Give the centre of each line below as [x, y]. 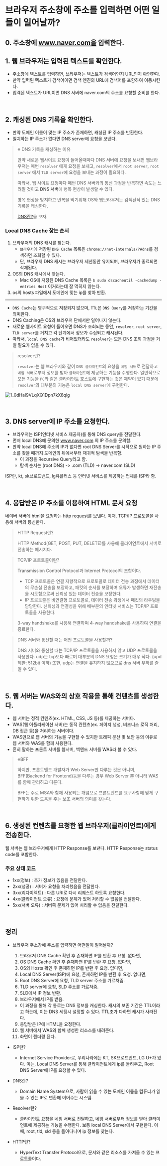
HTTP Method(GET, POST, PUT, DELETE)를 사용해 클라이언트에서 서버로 [89, 543]
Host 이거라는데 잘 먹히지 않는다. [69, 286]
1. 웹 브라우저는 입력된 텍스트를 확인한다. [64, 61]
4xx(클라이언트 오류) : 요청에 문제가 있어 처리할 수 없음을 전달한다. [77, 899]
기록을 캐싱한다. [33, 206]
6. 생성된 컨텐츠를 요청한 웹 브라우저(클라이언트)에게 [81, 826]
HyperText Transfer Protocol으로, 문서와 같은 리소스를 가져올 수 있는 [87, 1152]
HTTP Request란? [35, 533]
